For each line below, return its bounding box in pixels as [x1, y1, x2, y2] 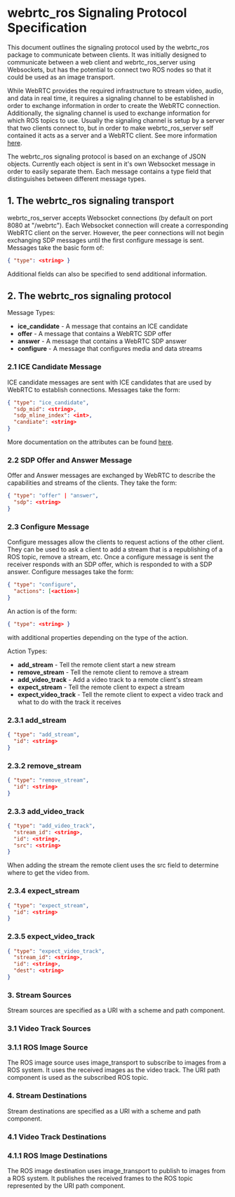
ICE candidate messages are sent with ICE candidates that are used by [7, 377, 212, 387]
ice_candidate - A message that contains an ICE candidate [17, 322, 188, 330]
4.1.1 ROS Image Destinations [7, 1151, 108, 1161]
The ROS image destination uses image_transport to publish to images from [7, 1166, 226, 1175]
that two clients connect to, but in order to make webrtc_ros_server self [7, 123, 214, 132]
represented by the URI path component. [7, 1181, 126, 1190]
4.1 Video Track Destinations [7, 1132, 107, 1142]
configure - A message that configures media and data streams [17, 345, 203, 353]
